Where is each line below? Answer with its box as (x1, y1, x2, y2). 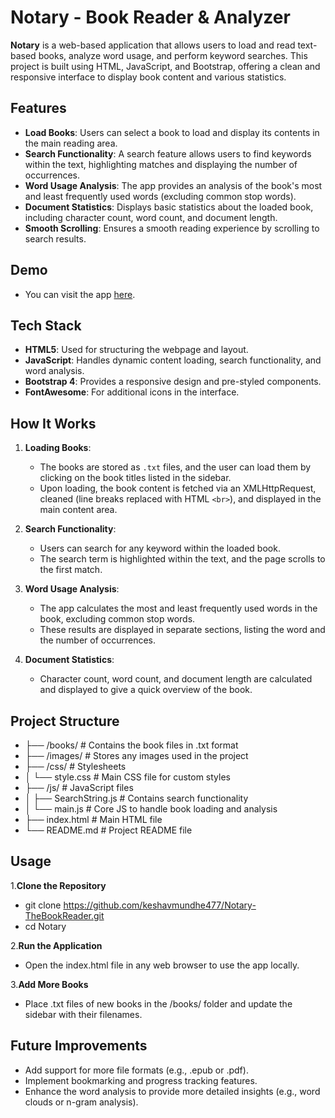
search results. (24, 232, 87, 245)
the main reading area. (24, 137, 118, 149)
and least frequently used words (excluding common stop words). (24, 190, 297, 202)
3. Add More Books (10, 978, 89, 990)
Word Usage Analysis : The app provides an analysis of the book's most (24, 179, 323, 191)
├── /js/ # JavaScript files (24, 782, 134, 793)
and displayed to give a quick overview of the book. (39, 684, 253, 696)
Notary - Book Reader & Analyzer (10, 6, 291, 29)
